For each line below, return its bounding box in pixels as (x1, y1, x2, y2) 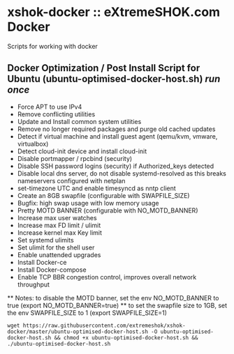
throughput (17, 280, 50, 288)
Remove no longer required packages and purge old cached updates (17, 125, 216, 133)
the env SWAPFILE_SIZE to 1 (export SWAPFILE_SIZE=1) (7, 308, 168, 317)
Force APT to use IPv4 (17, 102, 82, 111)
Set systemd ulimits (17, 236, 75, 244)
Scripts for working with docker (7, 42, 98, 50)
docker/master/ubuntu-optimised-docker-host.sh (7, 328, 149, 335)
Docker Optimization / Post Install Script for (7, 62, 200, 74)
